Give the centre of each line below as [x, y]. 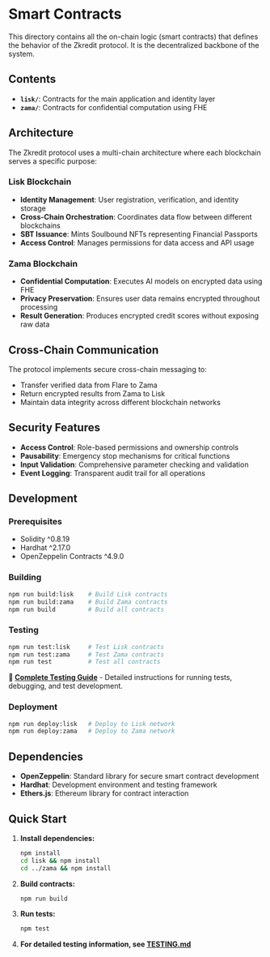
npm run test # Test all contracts [84, 662]
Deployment [33, 707]
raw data [35, 324]
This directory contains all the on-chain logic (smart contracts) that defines [133, 36]
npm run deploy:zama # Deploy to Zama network [92, 731]
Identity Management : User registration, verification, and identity [129, 199]
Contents [32, 79]
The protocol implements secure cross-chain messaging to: [108, 369]
